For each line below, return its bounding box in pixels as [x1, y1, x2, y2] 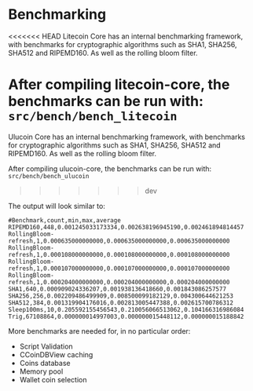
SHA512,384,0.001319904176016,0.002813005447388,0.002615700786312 [8, 298, 234, 307]
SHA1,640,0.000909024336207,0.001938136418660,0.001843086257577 [8, 285, 226, 293]
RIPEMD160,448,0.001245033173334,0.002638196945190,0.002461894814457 [8, 223, 244, 231]
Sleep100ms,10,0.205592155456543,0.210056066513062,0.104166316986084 [8, 305, 244, 313]
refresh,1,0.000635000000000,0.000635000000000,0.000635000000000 [8, 237, 230, 245]
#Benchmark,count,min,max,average [8, 216, 122, 225]
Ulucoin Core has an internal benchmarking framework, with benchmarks [8, 132, 246, 141]
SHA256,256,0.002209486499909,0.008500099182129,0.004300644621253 [8, 292, 234, 300]
